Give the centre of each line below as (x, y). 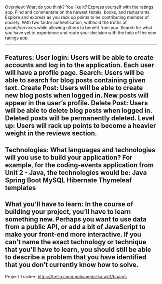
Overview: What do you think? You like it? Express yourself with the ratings (79, 7)
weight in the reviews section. (51, 134)
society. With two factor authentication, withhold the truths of (66, 22)
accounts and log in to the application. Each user (80, 65)
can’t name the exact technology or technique (76, 242)
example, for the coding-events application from (80, 165)
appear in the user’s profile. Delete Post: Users (76, 103)
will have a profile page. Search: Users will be (74, 73)
